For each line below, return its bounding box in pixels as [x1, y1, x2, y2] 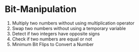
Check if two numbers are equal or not [12, 36, 93, 42]
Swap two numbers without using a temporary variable [12, 25, 126, 31]
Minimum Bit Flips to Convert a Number [12, 41, 94, 47]
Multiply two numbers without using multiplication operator [12, 20, 134, 26]
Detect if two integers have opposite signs [12, 30, 100, 36]
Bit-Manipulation [5, 3, 77, 15]
